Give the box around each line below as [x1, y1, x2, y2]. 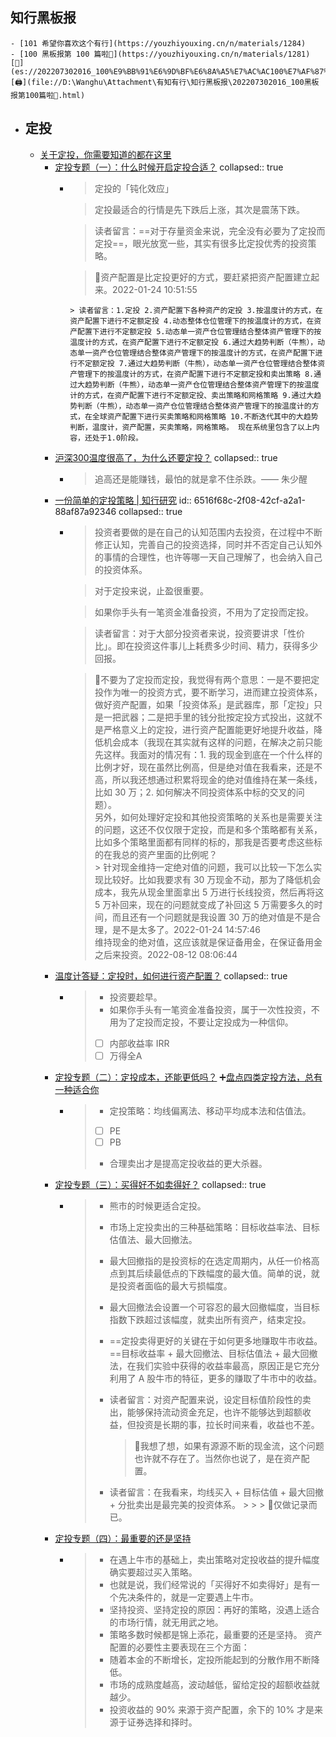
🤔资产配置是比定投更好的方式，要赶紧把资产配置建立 [94, 271, 312, 283]
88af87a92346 [54, 505, 117, 517]
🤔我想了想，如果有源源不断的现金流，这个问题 [134, 1439, 325, 1452]
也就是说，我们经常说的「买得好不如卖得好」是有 [109, 1578, 312, 1590]
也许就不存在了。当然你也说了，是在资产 [134, 1452, 302, 1464]
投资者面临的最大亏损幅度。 [118, 1279, 233, 1292]
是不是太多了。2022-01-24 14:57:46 [111, 923, 261, 935]
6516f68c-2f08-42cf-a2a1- [193, 494, 306, 506]
